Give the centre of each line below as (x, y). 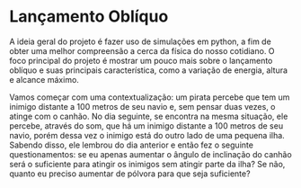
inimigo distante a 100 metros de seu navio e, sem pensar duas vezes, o (142, 106)
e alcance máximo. (44, 79)
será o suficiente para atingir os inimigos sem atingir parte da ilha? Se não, (147, 164)
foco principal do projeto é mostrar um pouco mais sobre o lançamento (141, 60)
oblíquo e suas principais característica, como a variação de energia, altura (149, 70)
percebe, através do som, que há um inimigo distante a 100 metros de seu (146, 125)
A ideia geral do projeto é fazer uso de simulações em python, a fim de (140, 41)
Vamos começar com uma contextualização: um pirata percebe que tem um (150, 97)
